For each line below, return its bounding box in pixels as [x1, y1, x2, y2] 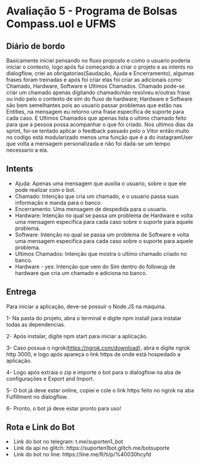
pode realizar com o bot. [14, 186, 76, 193]
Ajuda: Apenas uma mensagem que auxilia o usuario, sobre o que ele [14, 179, 187, 187]
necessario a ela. [6, 146, 49, 153]
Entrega [6, 287, 37, 297]
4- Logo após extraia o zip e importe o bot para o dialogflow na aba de [6, 368, 181, 376]
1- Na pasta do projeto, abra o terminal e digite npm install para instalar [6, 314, 182, 321]
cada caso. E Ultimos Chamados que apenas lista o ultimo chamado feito [6, 114, 187, 122]
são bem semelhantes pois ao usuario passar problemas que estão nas [6, 102, 182, 109]
